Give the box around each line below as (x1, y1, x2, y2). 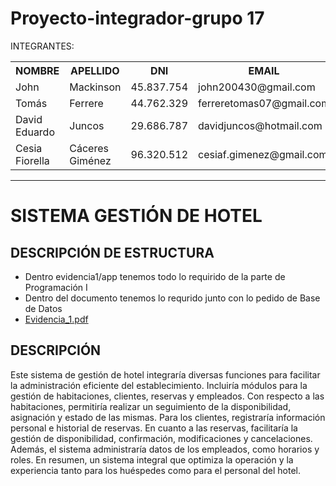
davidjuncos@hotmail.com (198, 118, 323, 132)
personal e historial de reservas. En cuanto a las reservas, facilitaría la (10, 422, 298, 434)
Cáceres (69, 141, 109, 155)
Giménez (69, 153, 112, 167)
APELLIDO (70, 63, 120, 77)
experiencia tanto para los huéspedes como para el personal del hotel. (10, 464, 301, 476)
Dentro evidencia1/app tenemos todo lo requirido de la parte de (24, 270, 286, 282)
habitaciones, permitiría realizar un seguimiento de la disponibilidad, (10, 400, 292, 412)
